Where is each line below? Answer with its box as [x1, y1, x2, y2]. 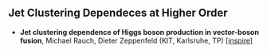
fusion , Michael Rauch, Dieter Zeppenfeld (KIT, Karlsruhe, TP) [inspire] [19, 36, 253, 45]
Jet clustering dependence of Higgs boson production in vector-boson [19, 27, 259, 36]
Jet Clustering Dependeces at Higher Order [8, 6, 229, 20]
